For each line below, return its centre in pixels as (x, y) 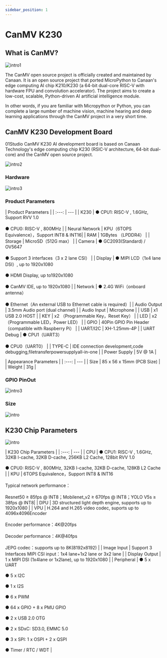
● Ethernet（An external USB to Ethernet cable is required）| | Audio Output (84, 304)
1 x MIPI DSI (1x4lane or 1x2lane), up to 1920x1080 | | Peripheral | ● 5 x (78, 560)
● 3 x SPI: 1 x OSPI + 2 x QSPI (36, 639)
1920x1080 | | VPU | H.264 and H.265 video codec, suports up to (72, 508)
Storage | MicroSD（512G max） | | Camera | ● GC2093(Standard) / (75, 241)
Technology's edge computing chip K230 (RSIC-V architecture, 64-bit (77, 149)
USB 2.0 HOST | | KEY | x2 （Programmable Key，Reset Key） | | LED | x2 (81, 316)
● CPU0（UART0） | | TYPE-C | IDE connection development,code (74, 346)
